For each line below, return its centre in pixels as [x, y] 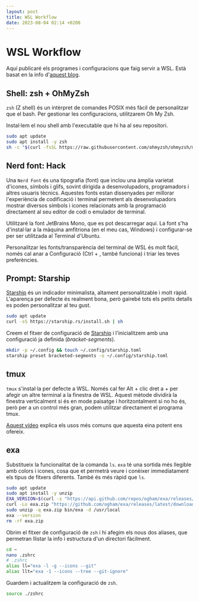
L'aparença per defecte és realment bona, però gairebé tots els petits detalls [99, 299]
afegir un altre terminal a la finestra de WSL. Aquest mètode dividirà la [92, 394]
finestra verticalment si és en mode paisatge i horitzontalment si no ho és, [96, 401]
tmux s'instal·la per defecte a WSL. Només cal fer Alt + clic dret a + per [92, 388]
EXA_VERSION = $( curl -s [34, 499]
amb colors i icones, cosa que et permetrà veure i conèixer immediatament [97, 471]
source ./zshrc [25, 594]
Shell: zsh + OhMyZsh [48, 93]
